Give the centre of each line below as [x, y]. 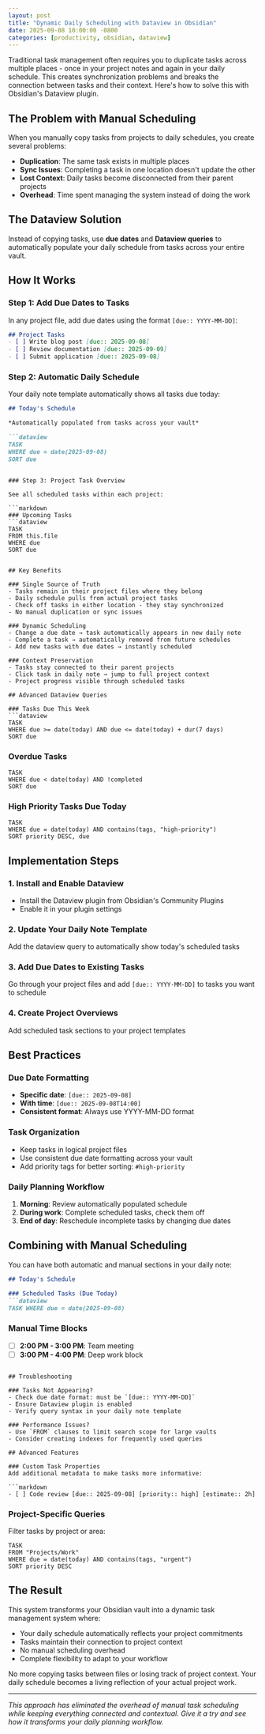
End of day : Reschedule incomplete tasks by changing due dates [125, 1221]
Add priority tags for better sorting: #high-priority [102, 1166]
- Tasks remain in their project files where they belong [105, 591]
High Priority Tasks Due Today [67, 806]
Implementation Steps [64, 861]
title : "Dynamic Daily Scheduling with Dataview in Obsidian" [112, 23]
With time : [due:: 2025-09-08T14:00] [80, 1103]
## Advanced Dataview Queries [58, 695]
